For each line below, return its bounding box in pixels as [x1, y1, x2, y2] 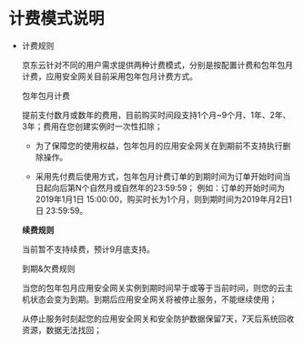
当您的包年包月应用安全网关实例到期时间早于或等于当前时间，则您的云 [21, 282, 286, 293]
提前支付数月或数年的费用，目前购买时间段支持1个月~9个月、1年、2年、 [21, 109, 291, 120]
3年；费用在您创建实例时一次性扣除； [21, 120, 163, 132]
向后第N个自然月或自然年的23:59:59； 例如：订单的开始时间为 [51, 182, 286, 193]
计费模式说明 [8, 8, 106, 29]
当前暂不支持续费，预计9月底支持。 [21, 243, 156, 255]
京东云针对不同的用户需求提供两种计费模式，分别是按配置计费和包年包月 [21, 59, 293, 70]
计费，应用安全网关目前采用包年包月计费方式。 [21, 70, 198, 82]
